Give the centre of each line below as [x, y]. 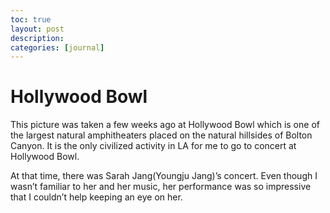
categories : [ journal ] [57, 47]
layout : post [37, 29]
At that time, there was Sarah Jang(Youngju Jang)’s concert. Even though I [164, 176]
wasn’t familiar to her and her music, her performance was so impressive [161, 187]
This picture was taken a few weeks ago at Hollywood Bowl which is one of [165, 125]
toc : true [31, 19]
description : [37, 38]
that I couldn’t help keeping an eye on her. [96, 197]
